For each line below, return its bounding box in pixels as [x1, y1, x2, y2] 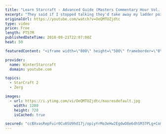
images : [5, 94, 21, 99]
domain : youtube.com [9, 67, 52, 72]
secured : [5, 121, 23, 127]
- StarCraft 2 [9, 80, 39, 85]
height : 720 [14, 108, 39, 113]
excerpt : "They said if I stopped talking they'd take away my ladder [5, 12, 154, 17]
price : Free [5, 26, 30, 31]
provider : [5, 58, 26, 63]
